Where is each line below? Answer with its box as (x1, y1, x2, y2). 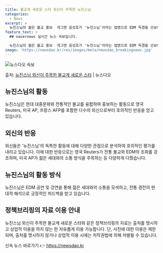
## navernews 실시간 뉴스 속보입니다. (9, 35, 78, 39)
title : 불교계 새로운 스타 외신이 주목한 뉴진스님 (5, 7, 91, 12)
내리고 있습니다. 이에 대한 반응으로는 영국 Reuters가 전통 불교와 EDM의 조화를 (5, 149, 153, 155)
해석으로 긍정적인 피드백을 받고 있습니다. (14, 191, 91, 197)
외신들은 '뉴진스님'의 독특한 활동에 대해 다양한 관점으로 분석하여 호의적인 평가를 (5, 143, 155, 149)
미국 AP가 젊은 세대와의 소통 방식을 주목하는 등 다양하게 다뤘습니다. (19, 155, 147, 161)
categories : (5, 12, 29, 17)
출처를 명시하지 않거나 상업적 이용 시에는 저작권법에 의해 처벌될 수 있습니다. (15, 232, 158, 238)
